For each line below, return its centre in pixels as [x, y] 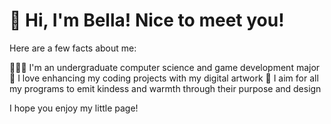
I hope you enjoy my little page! [74, 108]
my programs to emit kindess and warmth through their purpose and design [165, 88]
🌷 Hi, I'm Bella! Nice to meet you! [147, 20]
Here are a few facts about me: [73, 48]
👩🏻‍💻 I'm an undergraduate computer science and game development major [165, 67]
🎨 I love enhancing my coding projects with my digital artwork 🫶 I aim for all [164, 78]
